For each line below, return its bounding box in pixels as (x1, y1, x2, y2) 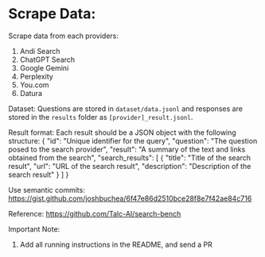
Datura (19, 88, 42, 98)
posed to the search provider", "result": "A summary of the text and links (8, 144, 246, 154)
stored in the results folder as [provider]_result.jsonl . (8, 112, 193, 121)
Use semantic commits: (8, 185, 85, 194)
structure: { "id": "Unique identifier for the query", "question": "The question (8, 136, 258, 145)
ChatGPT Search (19, 55, 76, 64)
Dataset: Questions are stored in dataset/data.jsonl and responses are (8, 104, 243, 113)
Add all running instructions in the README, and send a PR (19, 240, 213, 249)
